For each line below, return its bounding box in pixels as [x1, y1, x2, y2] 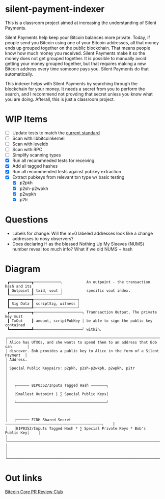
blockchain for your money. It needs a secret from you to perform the [5, 86, 145, 92]
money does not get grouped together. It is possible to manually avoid [5, 55, 147, 61]
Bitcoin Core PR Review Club [5, 489, 63, 495]
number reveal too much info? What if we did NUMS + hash [12, 246, 133, 252]
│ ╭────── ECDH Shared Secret [5, 417, 71, 422]
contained [5, 322, 26, 328]
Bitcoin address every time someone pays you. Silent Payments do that [5, 65, 149, 72]
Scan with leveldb [12, 141, 49, 147]
